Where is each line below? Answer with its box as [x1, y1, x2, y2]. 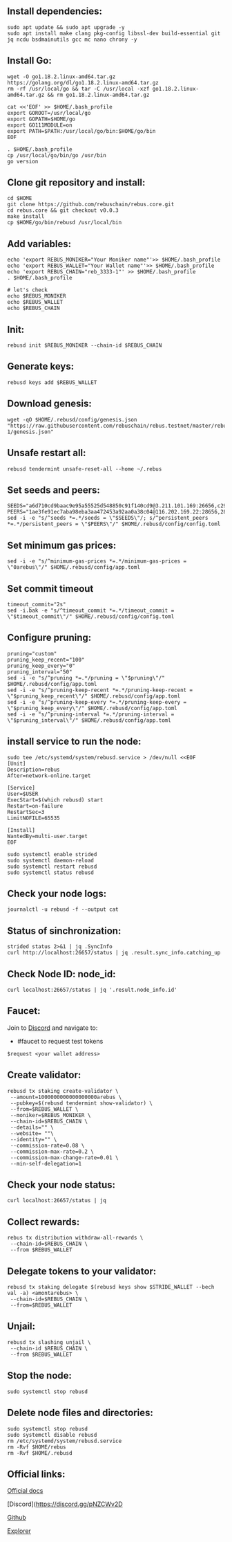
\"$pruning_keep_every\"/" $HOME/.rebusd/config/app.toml [7, 705, 177, 711]
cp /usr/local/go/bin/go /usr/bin [7, 152, 107, 158]
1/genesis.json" [7, 428, 54, 435]
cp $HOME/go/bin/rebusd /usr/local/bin [7, 219, 122, 226]
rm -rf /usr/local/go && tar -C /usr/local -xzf [7, 85, 150, 92]
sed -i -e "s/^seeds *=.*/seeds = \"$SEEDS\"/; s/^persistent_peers [7, 515, 209, 522]
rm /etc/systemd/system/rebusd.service [7, 1437, 122, 1444]
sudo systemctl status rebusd [7, 869, 95, 876]
